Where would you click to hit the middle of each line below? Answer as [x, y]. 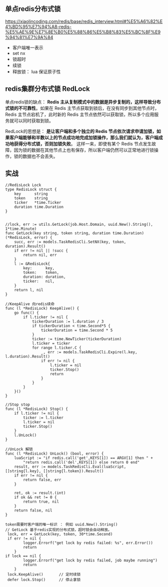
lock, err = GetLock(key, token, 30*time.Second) [60, 534]
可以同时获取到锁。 [33, 120]
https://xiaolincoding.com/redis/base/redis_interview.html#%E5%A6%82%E [84, 21]
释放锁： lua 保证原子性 [36, 71]
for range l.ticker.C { [56, 348]
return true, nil [41, 502]
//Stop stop [17, 405]
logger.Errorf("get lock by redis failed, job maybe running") [90, 561]
